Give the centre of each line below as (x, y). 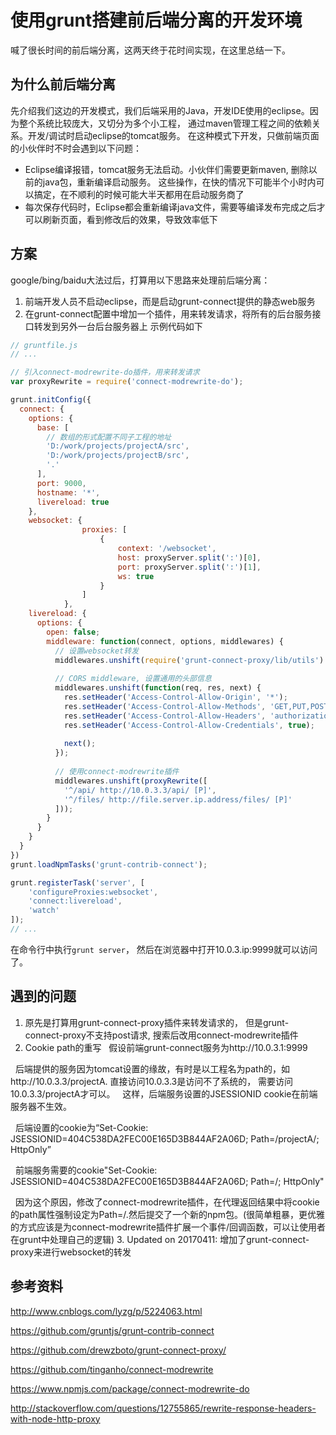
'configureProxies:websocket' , (93, 892)
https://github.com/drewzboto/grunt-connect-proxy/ (118, 1350)
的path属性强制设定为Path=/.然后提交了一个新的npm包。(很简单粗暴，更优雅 (168, 1214)
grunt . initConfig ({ (51, 400)
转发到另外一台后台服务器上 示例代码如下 (118, 326)
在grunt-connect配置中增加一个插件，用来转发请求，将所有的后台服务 (168, 313)
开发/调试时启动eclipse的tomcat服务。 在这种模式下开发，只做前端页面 (173, 135)
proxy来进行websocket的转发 (71, 1252)
